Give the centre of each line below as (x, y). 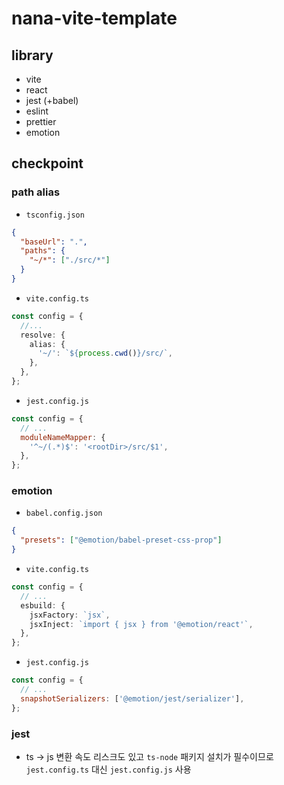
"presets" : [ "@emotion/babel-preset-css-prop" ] (121, 540)
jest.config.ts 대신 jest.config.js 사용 (108, 769)
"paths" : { (43, 251)
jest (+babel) (52, 100)
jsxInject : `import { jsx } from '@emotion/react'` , (141, 624)
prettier (41, 121)
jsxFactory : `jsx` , (70, 615)
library (32, 55)
